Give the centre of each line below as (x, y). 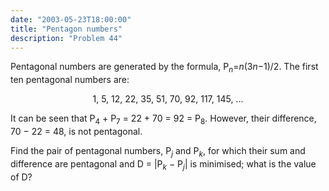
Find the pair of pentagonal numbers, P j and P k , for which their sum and (158, 151)
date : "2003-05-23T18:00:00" (71, 19)
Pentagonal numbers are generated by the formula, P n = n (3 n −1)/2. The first (164, 68)
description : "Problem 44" (66, 38)
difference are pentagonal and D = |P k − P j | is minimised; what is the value (163, 164)
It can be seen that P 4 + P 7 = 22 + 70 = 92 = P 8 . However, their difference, (163, 119)
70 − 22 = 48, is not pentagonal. (76, 131)
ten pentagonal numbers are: (70, 80)
